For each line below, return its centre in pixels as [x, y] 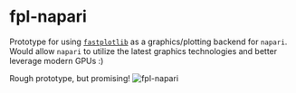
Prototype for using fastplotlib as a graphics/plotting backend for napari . [148, 42]
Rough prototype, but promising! [70, 78]
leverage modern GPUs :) [57, 60]
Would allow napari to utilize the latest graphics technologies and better [143, 51]
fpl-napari [48, 17]
